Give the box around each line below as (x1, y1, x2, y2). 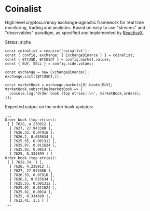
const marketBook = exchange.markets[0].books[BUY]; (5, 82, 113, 87)
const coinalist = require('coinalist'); (5, 49, 90, 53)
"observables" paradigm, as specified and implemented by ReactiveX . (5, 30, 144, 35)
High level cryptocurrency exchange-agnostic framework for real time (5, 19, 144, 25)
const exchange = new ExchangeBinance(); (5, 69, 90, 75)
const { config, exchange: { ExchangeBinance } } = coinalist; (5, 52, 135, 58)
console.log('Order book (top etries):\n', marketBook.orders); (9, 91, 141, 96)
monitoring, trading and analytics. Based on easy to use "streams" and (5, 24, 146, 30)
